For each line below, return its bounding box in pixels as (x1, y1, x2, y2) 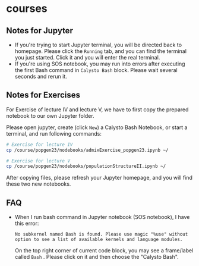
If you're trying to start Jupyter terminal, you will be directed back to (14, 41, 182, 48)
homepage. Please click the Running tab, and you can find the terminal (14, 48, 187, 55)
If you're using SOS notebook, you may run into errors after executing (14, 60, 185, 67)
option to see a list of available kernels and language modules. (14, 237, 183, 243)
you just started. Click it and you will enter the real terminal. (14, 54, 160, 61)
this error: (14, 220, 39, 227)
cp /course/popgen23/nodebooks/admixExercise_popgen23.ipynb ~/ (6, 147, 169, 153)
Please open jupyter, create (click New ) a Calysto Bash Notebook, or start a (6, 124, 188, 131)
